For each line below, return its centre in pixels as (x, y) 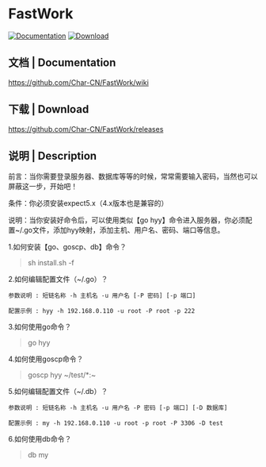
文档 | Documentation (62, 63)
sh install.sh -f (51, 263)
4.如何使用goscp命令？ (46, 359)
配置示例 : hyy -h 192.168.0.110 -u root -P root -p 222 (102, 311)
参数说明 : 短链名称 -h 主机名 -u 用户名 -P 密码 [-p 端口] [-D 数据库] (118, 408)
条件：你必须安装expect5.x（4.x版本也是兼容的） (88, 203)
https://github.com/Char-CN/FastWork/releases (86, 129)
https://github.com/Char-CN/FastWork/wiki (78, 82)
